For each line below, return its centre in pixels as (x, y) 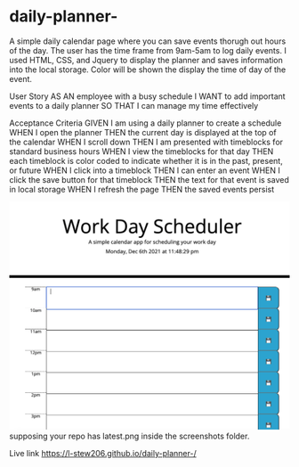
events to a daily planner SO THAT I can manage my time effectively (134, 105)
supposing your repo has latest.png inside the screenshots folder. (129, 436)
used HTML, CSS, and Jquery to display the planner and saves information (146, 60)
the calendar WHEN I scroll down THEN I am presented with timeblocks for (146, 142)
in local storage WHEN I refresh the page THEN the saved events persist (142, 189)
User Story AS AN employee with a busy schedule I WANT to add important (148, 96)
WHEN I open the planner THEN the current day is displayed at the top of (143, 132)
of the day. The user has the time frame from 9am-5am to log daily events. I (148, 50)
